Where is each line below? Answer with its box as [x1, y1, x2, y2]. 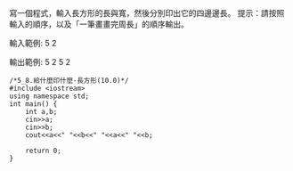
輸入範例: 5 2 [9, 38, 57, 48]
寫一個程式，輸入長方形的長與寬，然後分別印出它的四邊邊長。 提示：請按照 [9, 8, 285, 18]
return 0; [25, 146, 62, 155]
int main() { [9, 100, 58, 109]
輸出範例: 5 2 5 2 [9, 57, 71, 67]
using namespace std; [9, 92, 90, 101]
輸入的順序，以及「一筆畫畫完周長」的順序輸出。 [9, 19, 189, 29]
